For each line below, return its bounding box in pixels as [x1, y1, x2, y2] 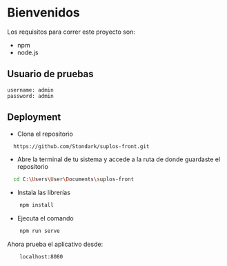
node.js [17, 48, 39, 57]
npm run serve [19, 227, 60, 235]
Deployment [7, 112, 61, 123]
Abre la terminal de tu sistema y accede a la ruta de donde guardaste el [17, 155, 221, 163]
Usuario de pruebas [7, 68, 95, 80]
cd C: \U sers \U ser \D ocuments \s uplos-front [13, 176, 135, 183]
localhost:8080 [19, 254, 63, 260]
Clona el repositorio [17, 130, 74, 138]
